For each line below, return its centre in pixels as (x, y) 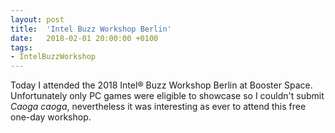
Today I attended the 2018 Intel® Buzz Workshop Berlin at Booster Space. (161, 85)
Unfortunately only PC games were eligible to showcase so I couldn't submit (167, 96)
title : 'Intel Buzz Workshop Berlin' (91, 29)
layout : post (37, 19)
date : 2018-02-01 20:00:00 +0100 (84, 38)
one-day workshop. (51, 117)
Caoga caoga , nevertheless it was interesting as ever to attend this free (158, 107)
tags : (21, 47)
